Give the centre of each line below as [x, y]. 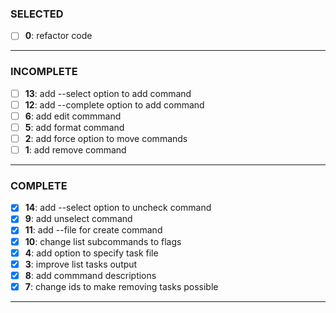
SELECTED [37, 14]
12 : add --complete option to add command [114, 104]
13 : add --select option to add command [108, 93]
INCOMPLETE [44, 72]
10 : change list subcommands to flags [103, 241]
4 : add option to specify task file [91, 253]
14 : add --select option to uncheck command [118, 208]
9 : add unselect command [78, 219]
